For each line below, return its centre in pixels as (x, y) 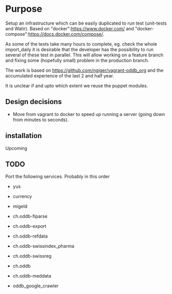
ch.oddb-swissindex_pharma (43, 246)
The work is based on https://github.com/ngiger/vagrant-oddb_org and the (84, 70)
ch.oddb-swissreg (32, 256)
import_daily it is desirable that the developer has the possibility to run (80, 49)
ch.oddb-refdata (30, 236)
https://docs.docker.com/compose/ (65, 34)
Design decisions (34, 102)
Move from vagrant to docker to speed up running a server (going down (89, 114)
